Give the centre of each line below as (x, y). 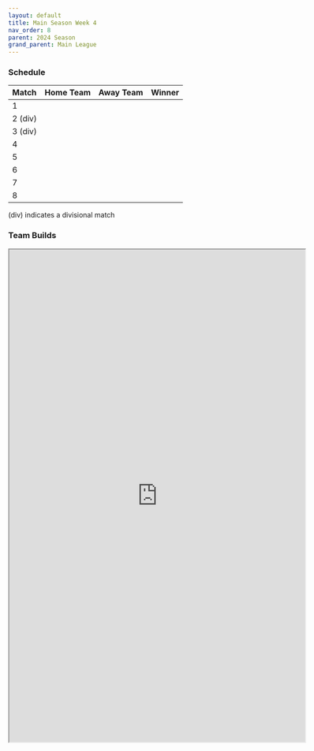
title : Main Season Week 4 (52, 23)
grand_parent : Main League (52, 45)
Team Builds (32, 236)
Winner (165, 93)
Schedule (27, 72)
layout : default (35, 15)
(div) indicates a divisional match (62, 215)
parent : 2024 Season (42, 37)
